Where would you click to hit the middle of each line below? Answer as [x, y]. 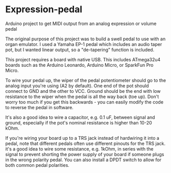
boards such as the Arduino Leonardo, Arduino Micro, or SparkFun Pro [80, 65]
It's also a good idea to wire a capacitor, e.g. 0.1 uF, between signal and [80, 117]
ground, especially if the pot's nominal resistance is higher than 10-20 [79, 122]
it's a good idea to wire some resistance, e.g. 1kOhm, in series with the [79, 149]
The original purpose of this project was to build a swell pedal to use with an [86, 39]
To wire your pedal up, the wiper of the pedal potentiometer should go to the [86, 80]
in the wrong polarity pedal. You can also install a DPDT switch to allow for [83, 160]
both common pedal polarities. [38, 165]
